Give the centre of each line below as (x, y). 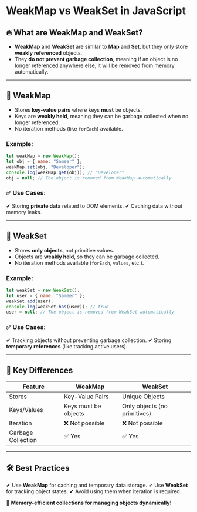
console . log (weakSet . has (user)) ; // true (57, 307)
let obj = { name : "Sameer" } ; (44, 161)
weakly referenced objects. (48, 53)
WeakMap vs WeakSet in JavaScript (96, 11)
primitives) (137, 414)
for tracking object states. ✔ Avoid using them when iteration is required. (94, 491)
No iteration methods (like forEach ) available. (69, 128)
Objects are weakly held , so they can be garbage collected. (87, 257)
